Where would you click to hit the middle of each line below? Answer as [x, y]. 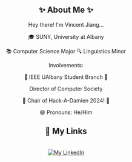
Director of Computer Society [66, 89]
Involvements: [66, 65]
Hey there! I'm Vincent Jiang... [66, 24]
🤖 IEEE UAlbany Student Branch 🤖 [66, 77]
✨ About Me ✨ [66, 10]
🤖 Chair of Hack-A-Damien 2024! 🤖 [66, 100]
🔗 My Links [66, 131]
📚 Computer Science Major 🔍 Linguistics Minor [66, 51]
